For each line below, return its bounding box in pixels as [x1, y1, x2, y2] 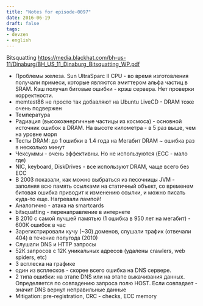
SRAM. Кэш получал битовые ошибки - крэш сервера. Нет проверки [15, 85, 194, 92]
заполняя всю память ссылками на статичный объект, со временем [15, 182, 194, 190]
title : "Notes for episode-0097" [6, 9, 91, 15]
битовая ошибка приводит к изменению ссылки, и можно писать [15, 189, 186, 196]
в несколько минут [15, 144, 65, 151]
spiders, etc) [15, 254, 48, 261]
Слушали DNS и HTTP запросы [15, 241, 96, 247]
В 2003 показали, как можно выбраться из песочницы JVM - [15, 176, 175, 183]
